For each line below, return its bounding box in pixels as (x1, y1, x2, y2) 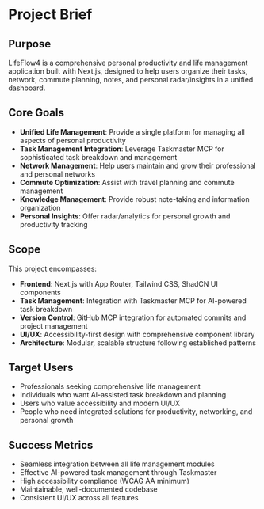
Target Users (8, 361, 74, 374)
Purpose (8, 37, 52, 51)
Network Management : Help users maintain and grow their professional (19, 161, 256, 170)
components (19, 287, 61, 297)
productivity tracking (19, 219, 89, 229)
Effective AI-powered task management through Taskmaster (19, 468, 217, 477)
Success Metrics (8, 438, 94, 452)
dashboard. (8, 83, 46, 93)
